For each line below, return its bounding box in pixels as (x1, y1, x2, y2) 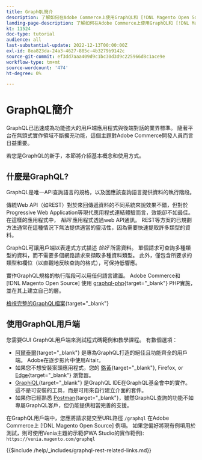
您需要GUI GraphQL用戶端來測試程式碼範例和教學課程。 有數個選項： (6, 336, 178, 343)
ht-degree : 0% (6, 70, 42, 76)
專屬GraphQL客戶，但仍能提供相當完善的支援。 (14, 401, 132, 409)
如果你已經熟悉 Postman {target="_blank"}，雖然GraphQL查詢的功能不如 (14, 394, 194, 401)
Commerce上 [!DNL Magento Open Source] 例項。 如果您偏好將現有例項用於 (6, 422, 196, 429)
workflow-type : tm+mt (6, 59, 61, 65)
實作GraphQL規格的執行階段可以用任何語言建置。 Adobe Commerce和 (6, 272, 180, 279)
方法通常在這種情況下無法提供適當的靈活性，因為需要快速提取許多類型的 (6, 224, 185, 231)
